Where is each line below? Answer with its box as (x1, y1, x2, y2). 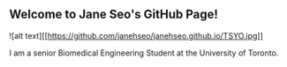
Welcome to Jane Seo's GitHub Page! (9, 7, 219, 22)
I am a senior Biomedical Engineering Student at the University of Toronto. (9, 48, 279, 58)
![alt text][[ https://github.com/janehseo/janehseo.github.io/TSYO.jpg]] (9, 30, 263, 41)
